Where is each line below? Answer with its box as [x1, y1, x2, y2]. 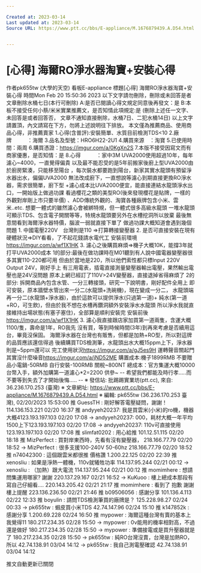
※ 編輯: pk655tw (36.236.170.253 [98, 391, 181, 399]
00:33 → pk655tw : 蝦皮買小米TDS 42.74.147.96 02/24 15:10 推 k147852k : [6, 504, 190, 511]
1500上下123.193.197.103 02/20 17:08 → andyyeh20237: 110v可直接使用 [6, 421, 181, 429]
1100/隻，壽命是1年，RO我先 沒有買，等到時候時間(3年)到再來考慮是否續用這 [6, 324, 195, 331]
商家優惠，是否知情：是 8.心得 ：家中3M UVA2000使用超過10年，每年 [6, 152, 193, 159]
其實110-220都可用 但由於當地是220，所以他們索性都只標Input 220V [11, 257, 180, 264]
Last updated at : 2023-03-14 [6, 19, 79, 26]
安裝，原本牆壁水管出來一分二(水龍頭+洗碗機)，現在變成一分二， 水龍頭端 [11, 286, 194, 294]
